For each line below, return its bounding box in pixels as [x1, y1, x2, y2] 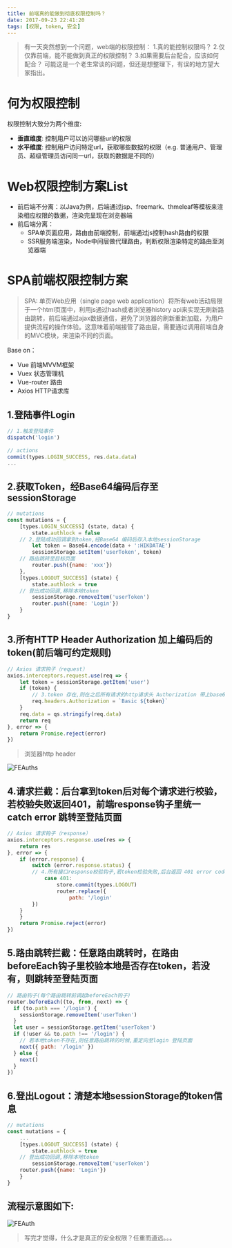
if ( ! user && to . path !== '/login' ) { [13, 1031, 126, 1038]
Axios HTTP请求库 [17, 386, 70, 395]
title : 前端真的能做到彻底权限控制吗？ [7, 10, 106, 17]
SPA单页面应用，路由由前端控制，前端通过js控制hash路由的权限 [27, 229, 209, 237]
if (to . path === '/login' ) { [13, 1005, 97, 1012]
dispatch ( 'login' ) [7, 434, 60, 441]
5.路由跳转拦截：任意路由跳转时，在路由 [7, 947, 180, 959]
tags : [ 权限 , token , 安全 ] [7, 23, 81, 30]
